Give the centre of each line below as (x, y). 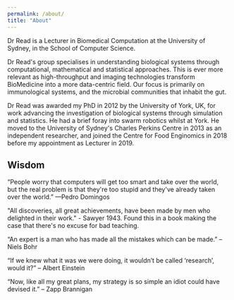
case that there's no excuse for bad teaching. (73, 226)
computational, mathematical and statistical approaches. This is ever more (115, 69)
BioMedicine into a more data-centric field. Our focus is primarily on (106, 84)
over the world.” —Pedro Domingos (59, 197)
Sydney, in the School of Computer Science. (72, 48)
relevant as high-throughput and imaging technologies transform (101, 77)
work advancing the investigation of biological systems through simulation (115, 113)
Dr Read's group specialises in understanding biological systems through (113, 61)
